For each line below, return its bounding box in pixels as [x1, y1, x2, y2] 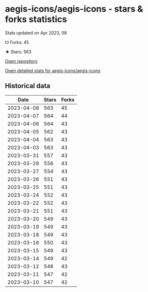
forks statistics [5, 14, 67, 25]
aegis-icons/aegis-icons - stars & [5, 3, 143, 15]
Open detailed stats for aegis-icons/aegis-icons [5, 67, 100, 74]
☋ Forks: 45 [5, 39, 29, 45]
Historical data [5, 82, 50, 90]
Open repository [5, 58, 38, 64]
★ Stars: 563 [5, 49, 32, 55]
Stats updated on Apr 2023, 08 [5, 30, 67, 36]
